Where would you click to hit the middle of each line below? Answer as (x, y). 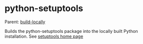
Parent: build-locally (25, 22)
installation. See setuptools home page (44, 36)
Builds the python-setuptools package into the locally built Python (71, 31)
